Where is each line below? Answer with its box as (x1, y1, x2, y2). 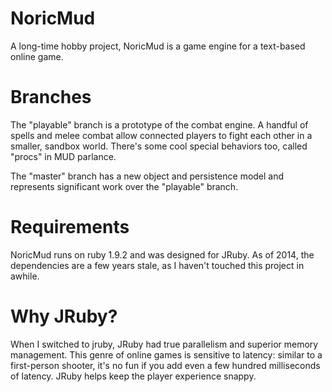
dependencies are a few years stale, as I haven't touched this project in (10, 259, 305, 271)
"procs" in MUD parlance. (10, 150, 117, 162)
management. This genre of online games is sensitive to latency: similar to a (10, 348, 323, 361)
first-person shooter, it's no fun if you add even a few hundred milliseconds (10, 359, 321, 371)
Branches (10, 86, 92, 109)
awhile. (10, 270, 40, 282)
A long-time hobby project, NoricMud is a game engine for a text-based (10, 40, 306, 52)
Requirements (10, 216, 130, 239)
